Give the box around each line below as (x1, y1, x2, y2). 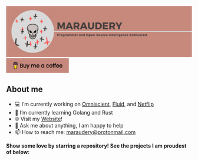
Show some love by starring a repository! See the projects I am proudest (6, 142, 187, 149)
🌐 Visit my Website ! (14, 115, 63, 122)
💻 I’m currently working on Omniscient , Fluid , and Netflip (14, 100, 154, 107)
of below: (6, 148, 30, 155)
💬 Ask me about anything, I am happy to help (14, 122, 124, 129)
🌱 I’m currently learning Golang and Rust (14, 109, 113, 116)
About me (6, 84, 43, 94)
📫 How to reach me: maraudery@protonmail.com (14, 128, 136, 135)
